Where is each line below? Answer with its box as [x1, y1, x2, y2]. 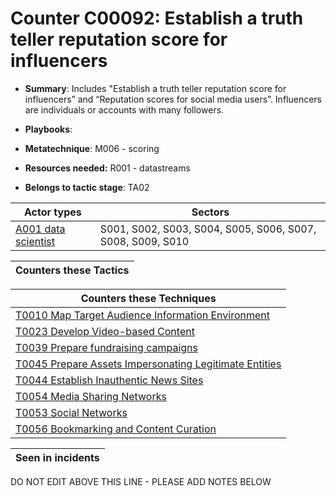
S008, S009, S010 [99, 234, 190, 248]
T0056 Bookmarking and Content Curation [15, 422, 217, 436]
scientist [15, 234, 56, 248]
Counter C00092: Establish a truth [10, 7, 304, 30]
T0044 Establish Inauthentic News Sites [15, 373, 204, 387]
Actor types [24, 205, 82, 219]
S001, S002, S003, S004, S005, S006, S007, [99, 222, 317, 236]
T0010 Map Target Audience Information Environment [15, 308, 271, 322]
